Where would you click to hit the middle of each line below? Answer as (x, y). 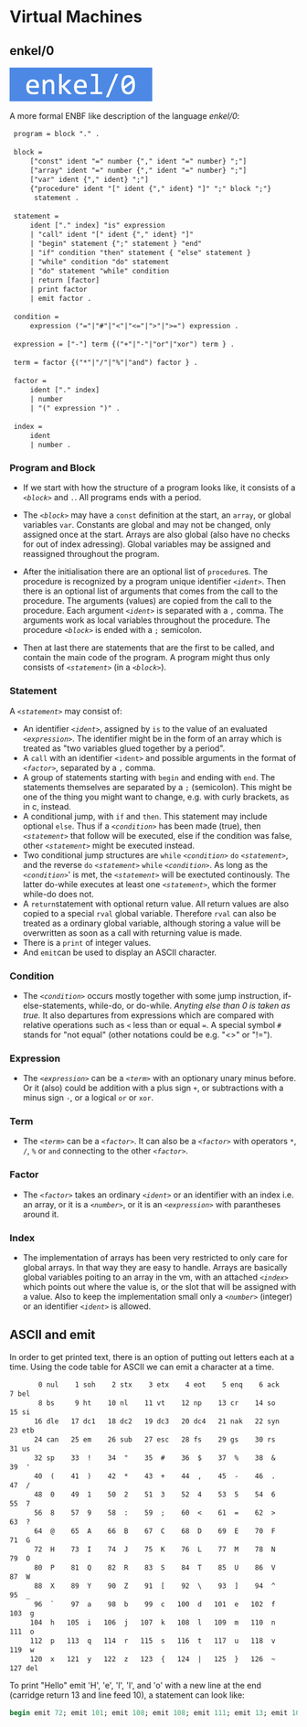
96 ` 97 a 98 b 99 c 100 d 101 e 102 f (154, 1604)
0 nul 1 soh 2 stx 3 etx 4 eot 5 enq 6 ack (159, 1384)
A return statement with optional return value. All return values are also (156, 904)
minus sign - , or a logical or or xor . (88, 1098)
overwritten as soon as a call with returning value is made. (132, 933)
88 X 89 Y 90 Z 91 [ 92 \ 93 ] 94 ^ (154, 1586)
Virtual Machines (76, 17)
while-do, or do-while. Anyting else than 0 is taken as (189, 1005)
